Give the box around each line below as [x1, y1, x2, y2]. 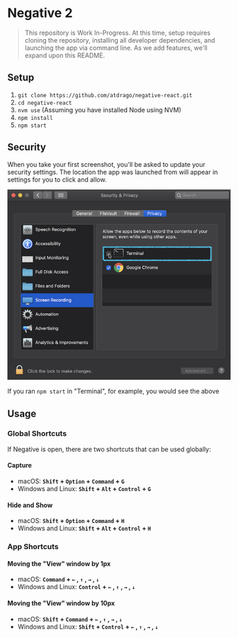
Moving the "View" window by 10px [7, 598, 115, 607]
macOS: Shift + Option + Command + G [17, 477, 125, 485]
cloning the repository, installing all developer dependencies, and [24, 35, 215, 44]
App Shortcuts [7, 541, 59, 551]
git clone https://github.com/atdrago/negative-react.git [17, 92, 193, 99]
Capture [7, 461, 32, 470]
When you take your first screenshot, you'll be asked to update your [7, 160, 205, 168]
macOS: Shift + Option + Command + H [17, 517, 125, 525]
